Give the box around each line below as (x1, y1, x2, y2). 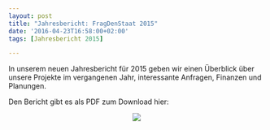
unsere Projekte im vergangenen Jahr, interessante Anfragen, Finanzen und (8, 72, 262, 82)
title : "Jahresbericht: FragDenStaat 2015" (8, 19, 159, 28)
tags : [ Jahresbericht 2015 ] (8, 34, 104, 43)
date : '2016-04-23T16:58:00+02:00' (8, 27, 129, 35)
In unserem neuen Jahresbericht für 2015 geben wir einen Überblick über (8, 64, 255, 74)
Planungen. (8, 81, 47, 91)
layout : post (8, 11, 53, 20)
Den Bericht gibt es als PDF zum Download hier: (8, 97, 169, 106)
